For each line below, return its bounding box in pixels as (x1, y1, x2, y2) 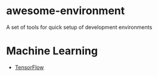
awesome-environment (6, 4, 125, 18)
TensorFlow (14, 64, 44, 71)
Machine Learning (6, 44, 98, 58)
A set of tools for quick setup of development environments (6, 24, 153, 31)
